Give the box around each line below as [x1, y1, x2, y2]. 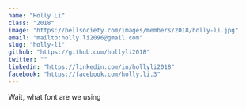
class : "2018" [8, 19, 55, 27]
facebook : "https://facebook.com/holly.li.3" [8, 70, 161, 78]
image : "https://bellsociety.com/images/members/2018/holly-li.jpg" [8, 26, 239, 34]
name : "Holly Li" [8, 11, 66, 20]
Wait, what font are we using [8, 92, 101, 101]
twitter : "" [8, 56, 47, 64]
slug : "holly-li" [8, 41, 66, 49]
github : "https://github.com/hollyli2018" [8, 48, 150, 56]
